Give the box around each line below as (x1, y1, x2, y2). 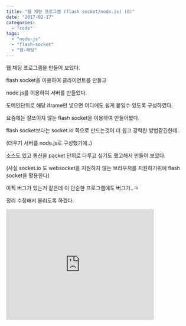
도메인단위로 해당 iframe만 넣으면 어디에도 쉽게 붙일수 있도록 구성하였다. (6, 102, 173, 109)
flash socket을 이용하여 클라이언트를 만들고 (6, 76, 107, 83)
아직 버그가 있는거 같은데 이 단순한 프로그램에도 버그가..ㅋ (6, 184, 139, 191)
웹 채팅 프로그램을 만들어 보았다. (6, 64, 81, 71)
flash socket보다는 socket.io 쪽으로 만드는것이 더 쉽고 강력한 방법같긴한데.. (6, 126, 181, 133)
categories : (6, 19, 35, 25)
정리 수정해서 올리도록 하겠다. (6, 197, 74, 204)
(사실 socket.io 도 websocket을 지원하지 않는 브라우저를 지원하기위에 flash (6, 164, 180, 171)
